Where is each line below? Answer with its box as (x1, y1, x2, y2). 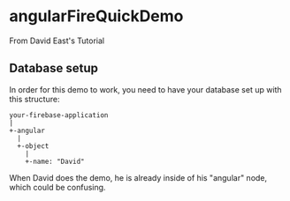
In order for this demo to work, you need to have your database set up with (9, 84, 282, 94)
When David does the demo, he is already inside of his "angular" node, (9, 172, 268, 182)
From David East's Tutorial (9, 35, 104, 46)
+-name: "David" (25, 157, 86, 166)
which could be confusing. (9, 182, 106, 192)
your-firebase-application (9, 110, 109, 120)
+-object (17, 141, 50, 151)
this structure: (9, 93, 60, 104)
